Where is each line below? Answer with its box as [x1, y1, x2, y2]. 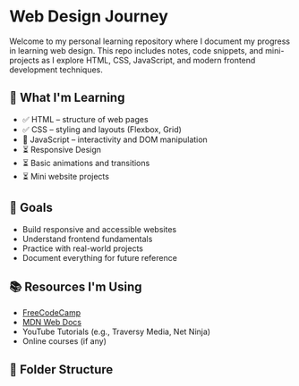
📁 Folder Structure [9, 362, 114, 377]
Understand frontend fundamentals [21, 233, 153, 244]
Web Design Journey [9, 6, 168, 27]
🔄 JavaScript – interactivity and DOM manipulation [21, 134, 208, 145]
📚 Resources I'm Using [9, 279, 142, 294]
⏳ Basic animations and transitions [21, 157, 150, 168]
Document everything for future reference [21, 252, 177, 263]
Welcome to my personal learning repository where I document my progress [9, 36, 291, 46]
